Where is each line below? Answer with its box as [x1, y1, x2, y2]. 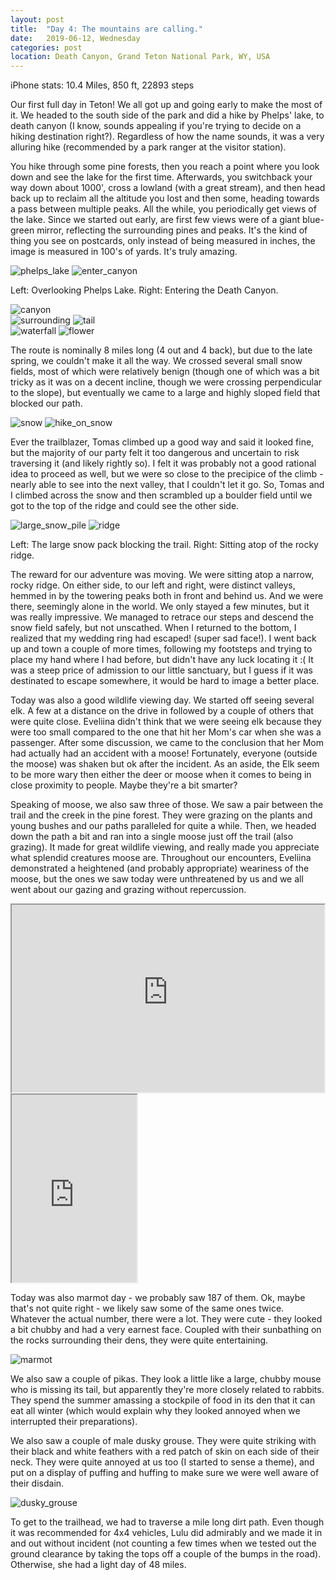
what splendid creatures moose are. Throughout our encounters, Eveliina [10, 852, 312, 864]
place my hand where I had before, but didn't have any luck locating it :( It [10, 654, 314, 666]
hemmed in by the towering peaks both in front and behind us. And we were [10, 590, 324, 602]
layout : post [10, 14, 65, 25]
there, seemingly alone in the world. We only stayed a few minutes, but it [10, 601, 310, 613]
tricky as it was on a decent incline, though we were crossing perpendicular [10, 376, 323, 388]
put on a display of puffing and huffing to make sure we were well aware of [10, 1467, 320, 1479]
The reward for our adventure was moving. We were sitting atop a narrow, [10, 569, 315, 581]
